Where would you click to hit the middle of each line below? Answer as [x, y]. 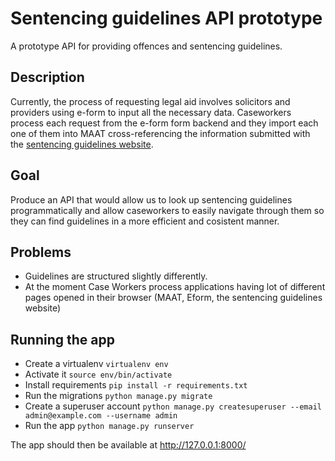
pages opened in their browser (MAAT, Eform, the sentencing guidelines [173, 298]
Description [47, 77]
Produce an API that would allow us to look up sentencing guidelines [151, 199]
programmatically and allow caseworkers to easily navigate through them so [167, 210]
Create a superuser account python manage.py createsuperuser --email [173, 406]
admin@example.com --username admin [101, 416]
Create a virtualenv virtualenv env [96, 364]
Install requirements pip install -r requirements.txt [136, 385]
